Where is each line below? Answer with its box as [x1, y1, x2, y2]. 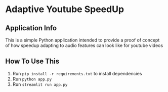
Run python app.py [12, 76, 52, 82]
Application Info [5, 24, 57, 32]
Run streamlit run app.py [12, 81, 68, 87]
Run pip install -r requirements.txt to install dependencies [12, 70, 142, 76]
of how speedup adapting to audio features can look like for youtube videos [5, 42, 163, 49]
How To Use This [5, 57, 60, 66]
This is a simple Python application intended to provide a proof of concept [5, 37, 160, 43]
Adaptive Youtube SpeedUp [5, 4, 124, 15]
